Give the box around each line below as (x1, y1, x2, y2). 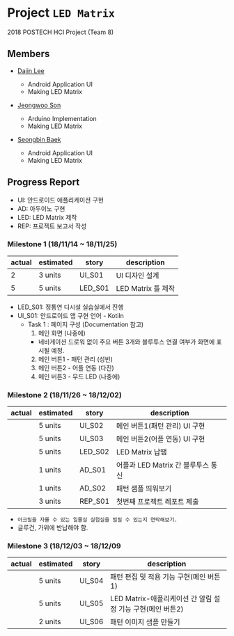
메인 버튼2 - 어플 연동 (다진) (38, 363, 115, 372)
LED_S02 (79, 447, 109, 456)
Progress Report (7, 176, 80, 189)
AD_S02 (79, 484, 107, 493)
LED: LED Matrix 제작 (17, 213, 77, 221)
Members (7, 48, 50, 60)
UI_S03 (79, 434, 104, 443)
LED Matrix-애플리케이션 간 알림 (110, 594, 212, 603)
